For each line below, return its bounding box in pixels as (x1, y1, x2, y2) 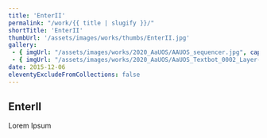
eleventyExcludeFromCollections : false (8, 71, 141, 79)
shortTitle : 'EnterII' (8, 26, 83, 34)
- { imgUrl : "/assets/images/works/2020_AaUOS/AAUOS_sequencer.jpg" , (11, 48, 247, 56)
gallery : (8, 41, 37, 49)
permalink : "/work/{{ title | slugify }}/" (8, 19, 155, 27)
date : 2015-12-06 (8, 63, 66, 71)
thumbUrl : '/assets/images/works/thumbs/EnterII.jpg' (8, 33, 191, 42)
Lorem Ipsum (8, 121, 52, 131)
